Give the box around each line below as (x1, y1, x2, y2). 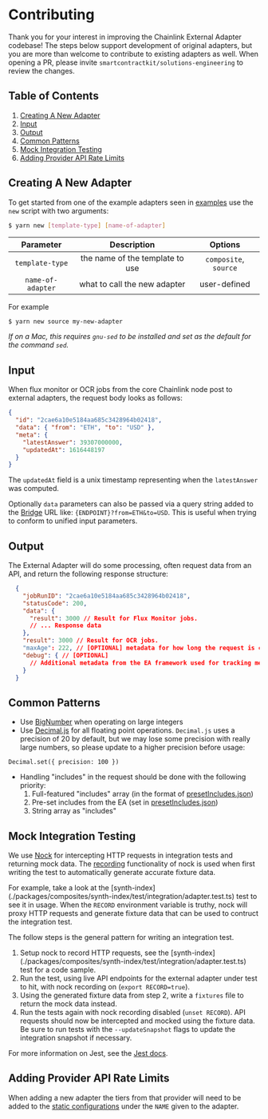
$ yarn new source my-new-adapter (8, 318, 124, 326)
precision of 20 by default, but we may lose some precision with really (19, 734, 251, 744)
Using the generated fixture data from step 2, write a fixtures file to (19, 990, 245, 1001)
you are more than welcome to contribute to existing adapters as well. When (8, 49, 259, 58)
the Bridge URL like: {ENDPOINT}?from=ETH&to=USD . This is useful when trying (8, 508, 257, 518)
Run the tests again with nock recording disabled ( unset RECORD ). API (19, 1008, 246, 1017)
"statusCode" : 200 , (22, 599, 88, 607)
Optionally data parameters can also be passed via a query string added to (8, 499, 254, 509)
